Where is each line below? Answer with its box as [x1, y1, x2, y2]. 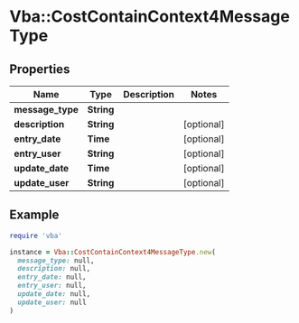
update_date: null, [17, 290, 91, 299]
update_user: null [17, 298, 88, 307]
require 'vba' [9, 231, 63, 240]
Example [9, 208, 60, 223]
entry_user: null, [17, 281, 88, 291]
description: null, [17, 264, 91, 273]
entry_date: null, [17, 272, 88, 281]
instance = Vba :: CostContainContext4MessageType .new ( [9, 247, 217, 256]
